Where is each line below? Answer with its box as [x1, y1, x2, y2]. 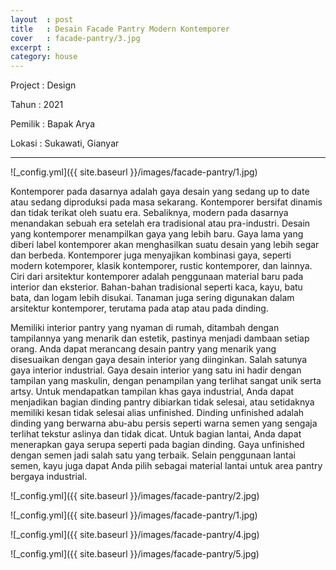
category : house [10, 52, 78, 62]
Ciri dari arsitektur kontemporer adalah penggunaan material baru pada [10, 271, 304, 283]
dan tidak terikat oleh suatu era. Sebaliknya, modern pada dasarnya [10, 207, 289, 219]
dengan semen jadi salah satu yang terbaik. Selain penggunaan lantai [10, 449, 297, 461]
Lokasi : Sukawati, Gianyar [10, 137, 120, 150]
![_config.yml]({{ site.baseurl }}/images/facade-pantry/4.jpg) [10, 529, 260, 541]
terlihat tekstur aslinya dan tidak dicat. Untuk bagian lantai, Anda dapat [10, 428, 302, 440]
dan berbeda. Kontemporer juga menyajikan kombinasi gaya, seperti [10, 249, 292, 261]
